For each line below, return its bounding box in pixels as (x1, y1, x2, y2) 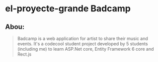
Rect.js (17, 51, 32, 57)
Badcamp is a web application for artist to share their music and (17, 35, 148, 41)
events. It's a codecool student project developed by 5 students (17, 41, 148, 47)
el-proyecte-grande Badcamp (5, 3, 131, 14)
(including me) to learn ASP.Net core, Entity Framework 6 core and (17, 46, 154, 52)
